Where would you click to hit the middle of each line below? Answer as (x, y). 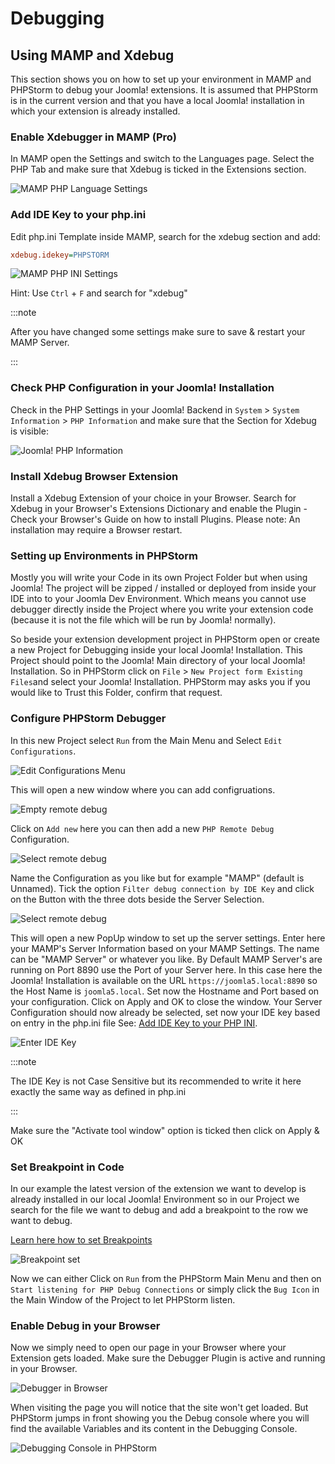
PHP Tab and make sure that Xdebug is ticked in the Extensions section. (158, 169)
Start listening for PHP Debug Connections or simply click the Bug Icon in (165, 1289)
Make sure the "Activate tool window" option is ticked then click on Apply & (165, 1130)
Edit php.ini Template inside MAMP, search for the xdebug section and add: (165, 236)
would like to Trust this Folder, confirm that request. (116, 693)
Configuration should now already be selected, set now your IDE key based (165, 1012)
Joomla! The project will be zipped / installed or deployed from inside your (163, 588)
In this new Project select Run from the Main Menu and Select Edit (146, 740)
